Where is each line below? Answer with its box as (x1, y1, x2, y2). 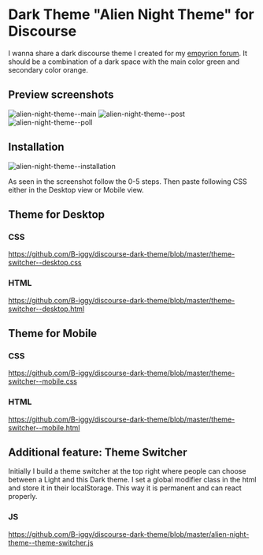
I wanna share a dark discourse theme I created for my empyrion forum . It (8, 48, 248, 58)
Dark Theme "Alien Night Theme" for (8, 6, 254, 24)
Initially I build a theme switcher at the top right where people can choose (8, 467, 246, 476)
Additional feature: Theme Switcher (8, 445, 187, 459)
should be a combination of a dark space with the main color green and (8, 57, 240, 66)
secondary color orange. (8, 65, 88, 74)
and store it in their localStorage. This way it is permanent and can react (8, 483, 242, 493)
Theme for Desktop (8, 208, 105, 221)
